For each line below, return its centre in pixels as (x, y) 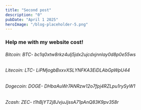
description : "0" (24, 15)
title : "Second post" (28, 10)
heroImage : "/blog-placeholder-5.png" (47, 24)
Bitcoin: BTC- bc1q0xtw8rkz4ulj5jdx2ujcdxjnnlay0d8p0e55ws (70, 54)
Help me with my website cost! (44, 42)
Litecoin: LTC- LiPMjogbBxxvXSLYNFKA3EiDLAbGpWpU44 (68, 70)
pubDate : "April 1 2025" (32, 19)
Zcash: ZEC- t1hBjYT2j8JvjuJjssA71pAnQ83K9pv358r (62, 102)
